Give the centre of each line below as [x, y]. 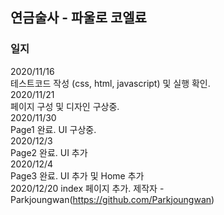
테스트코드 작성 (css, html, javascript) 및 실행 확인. [110, 83]
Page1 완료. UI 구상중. [53, 129]
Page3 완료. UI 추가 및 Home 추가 [77, 175]
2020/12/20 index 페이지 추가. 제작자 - [87, 188]
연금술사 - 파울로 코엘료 [78, 18]
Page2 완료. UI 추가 [49, 152]
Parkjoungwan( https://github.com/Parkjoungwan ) [112, 199]
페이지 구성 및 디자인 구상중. [65, 106]
